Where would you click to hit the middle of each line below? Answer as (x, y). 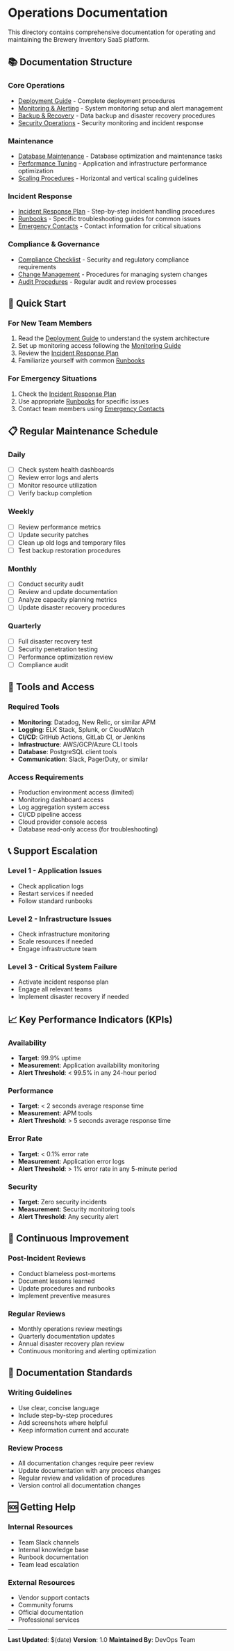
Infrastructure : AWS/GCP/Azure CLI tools (78, 744)
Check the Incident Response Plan (67, 394)
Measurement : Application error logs (71, 1161)
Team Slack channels (48, 1542)
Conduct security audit (51, 584)
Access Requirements (46, 777)
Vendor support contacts (53, 1597)
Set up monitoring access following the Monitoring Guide (99, 346)
